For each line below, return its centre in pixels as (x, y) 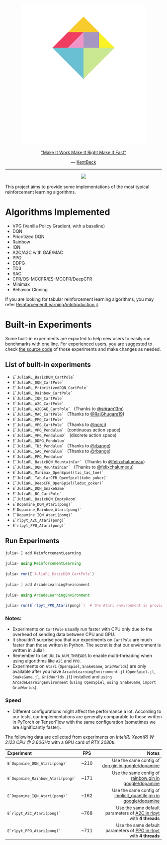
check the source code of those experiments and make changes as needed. (83, 349)
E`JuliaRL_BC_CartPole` (37, 494)
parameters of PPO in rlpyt (132, 831)
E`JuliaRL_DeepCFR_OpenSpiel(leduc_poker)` (58, 483)
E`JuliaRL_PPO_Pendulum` (38, 457)
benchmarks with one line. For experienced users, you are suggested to (79, 344)
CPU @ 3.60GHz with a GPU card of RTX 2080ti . (66, 742)
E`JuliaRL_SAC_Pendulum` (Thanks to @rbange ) (61, 451)
